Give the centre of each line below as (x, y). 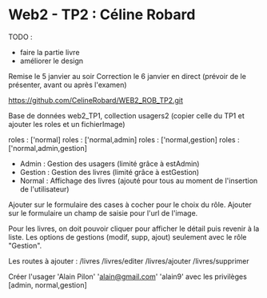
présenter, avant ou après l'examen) (68, 85)
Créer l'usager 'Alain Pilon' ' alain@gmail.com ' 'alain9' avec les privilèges (128, 276)
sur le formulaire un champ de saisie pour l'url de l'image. (103, 213)
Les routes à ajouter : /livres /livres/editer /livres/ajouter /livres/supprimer (129, 260)
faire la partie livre (50, 52)
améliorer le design (52, 61)
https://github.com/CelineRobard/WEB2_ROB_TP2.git (96, 100)
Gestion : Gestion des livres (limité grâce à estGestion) (110, 172)
